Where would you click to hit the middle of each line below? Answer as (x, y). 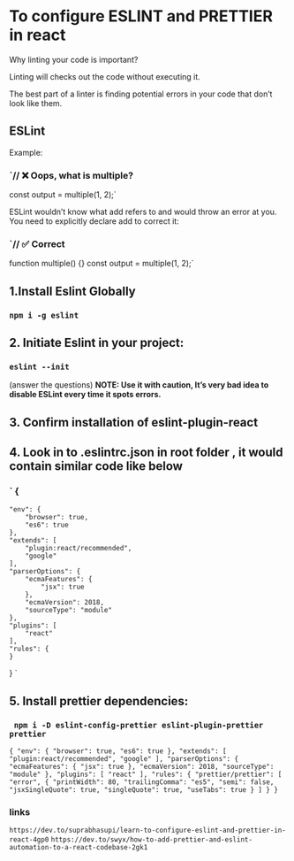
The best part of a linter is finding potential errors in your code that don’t (141, 94)
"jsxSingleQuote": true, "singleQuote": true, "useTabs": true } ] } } (143, 790)
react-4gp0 (29, 840)
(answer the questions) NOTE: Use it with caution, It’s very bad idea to (139, 385)
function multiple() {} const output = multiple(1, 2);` (102, 264)
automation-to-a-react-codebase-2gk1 (79, 848)
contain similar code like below (96, 466)
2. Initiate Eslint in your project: (97, 343)
